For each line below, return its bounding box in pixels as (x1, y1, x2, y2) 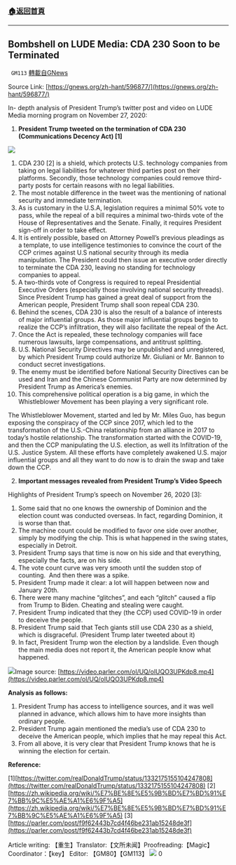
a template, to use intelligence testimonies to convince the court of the (18, 241, 222, 250)
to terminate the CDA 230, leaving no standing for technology (18, 263, 196, 271)
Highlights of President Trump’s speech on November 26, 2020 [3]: (8, 490, 202, 499)
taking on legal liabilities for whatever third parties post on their (18, 166, 200, 175)
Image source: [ (15, 668, 60, 676)
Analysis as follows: (8, 689, 68, 697)
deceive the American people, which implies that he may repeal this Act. (18, 732, 227, 741)
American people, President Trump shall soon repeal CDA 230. (18, 300, 200, 309)
